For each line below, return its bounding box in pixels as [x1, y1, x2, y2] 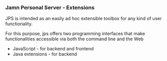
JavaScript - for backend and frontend [12, 46, 94, 52]
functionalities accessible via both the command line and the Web [5, 36, 144, 42]
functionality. [5, 21, 33, 27]
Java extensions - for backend [12, 51, 78, 57]
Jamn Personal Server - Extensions [5, 4, 95, 11]
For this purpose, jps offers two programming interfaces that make [5, 31, 146, 37]
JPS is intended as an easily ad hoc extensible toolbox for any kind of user [5, 16, 162, 22]
